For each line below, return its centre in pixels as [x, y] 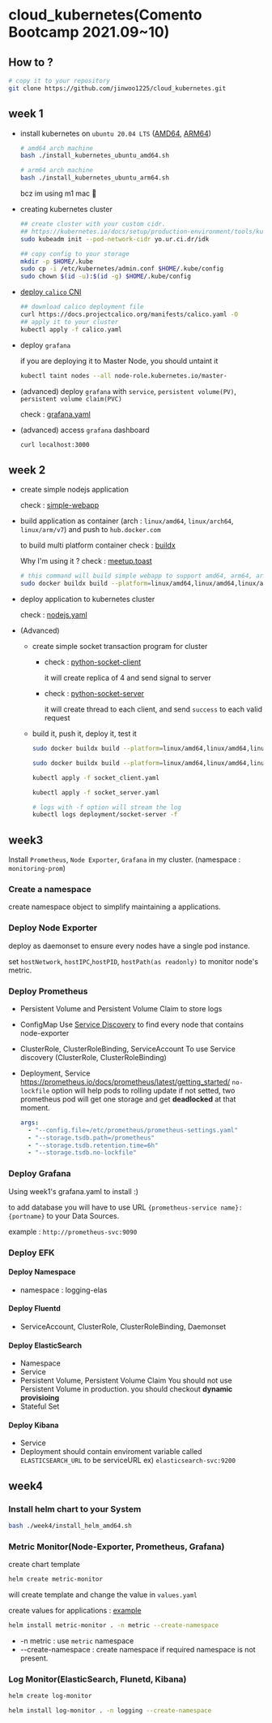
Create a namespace [50, 889]
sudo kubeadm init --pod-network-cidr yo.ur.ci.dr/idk [115, 239]
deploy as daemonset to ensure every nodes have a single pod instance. [130, 946]
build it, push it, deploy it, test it [85, 734]
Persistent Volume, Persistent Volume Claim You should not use [126, 1381]
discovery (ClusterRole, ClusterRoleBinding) [93, 1057]
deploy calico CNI [51, 292]
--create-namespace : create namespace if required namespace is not [138, 1649]
